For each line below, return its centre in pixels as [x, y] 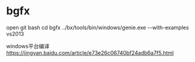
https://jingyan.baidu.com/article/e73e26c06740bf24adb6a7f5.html [90, 52]
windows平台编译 [28, 46]
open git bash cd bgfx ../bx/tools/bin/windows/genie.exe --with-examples [97, 27]
